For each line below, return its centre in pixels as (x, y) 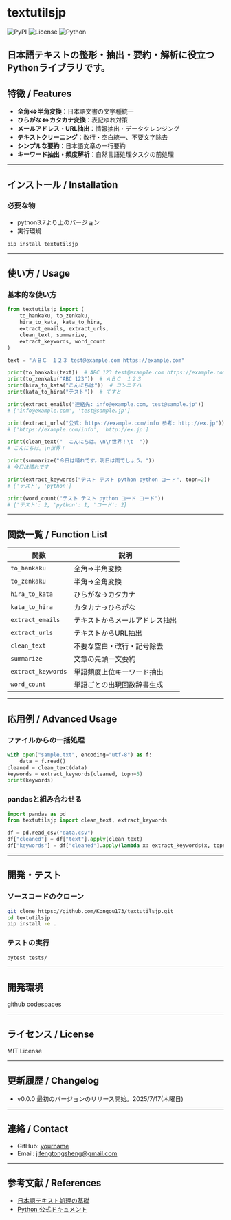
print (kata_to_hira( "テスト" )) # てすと (64, 392)
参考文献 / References (54, 1183)
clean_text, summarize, (54, 335)
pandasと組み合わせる (45, 800)
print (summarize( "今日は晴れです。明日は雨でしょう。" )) (81, 461)
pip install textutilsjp (43, 244)
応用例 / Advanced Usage (62, 719)
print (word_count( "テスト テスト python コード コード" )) (86, 498)
